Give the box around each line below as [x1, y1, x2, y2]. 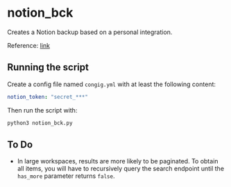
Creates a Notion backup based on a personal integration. [7, 28, 173, 36]
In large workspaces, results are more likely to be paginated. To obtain [17, 157, 219, 165]
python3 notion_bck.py [7, 120, 73, 127]
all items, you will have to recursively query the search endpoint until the [17, 165, 224, 173]
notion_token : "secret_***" [7, 93, 89, 100]
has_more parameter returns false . [17, 172, 115, 180]
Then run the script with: [7, 106, 78, 114]
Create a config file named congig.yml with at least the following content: [7, 80, 216, 88]
